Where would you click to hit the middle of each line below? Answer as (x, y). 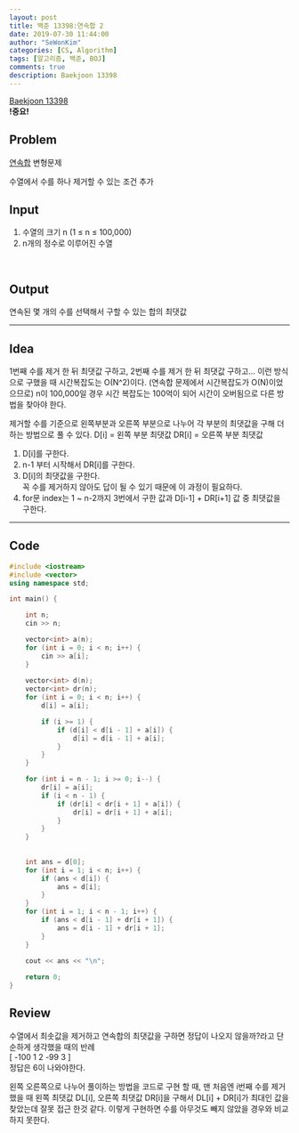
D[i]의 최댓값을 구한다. (61, 476)
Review (30, 1013)
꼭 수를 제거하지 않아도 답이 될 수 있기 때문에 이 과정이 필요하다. (132, 487)
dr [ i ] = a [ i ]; (67, 788)
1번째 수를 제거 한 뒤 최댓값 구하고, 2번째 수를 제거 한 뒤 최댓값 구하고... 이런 (141, 371)
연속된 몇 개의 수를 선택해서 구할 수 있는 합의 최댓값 (98, 312)
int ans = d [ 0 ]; (56, 862)
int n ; (37, 615)
